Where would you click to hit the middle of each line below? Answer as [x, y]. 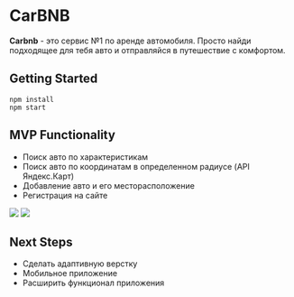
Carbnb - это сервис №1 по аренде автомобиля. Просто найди [130, 41]
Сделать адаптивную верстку [80, 264]
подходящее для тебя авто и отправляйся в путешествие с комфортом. [147, 50]
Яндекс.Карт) [48, 176]
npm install [32, 99]
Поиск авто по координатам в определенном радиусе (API [136, 166]
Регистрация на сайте [65, 195]
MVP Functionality [62, 135]
